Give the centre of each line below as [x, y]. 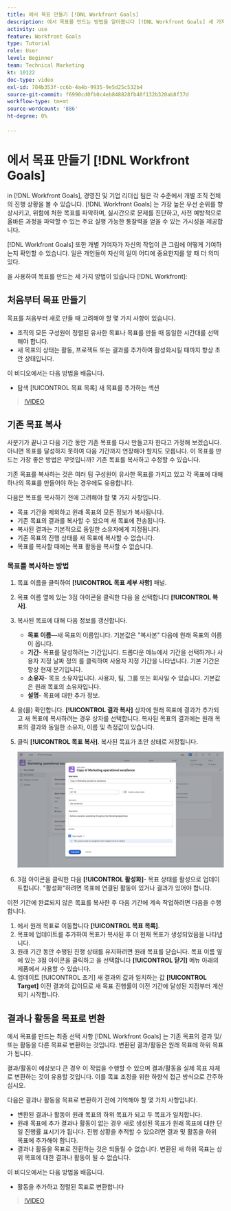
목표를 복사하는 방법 [38, 566]
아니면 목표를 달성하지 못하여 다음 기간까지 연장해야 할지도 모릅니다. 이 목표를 [111, 451]
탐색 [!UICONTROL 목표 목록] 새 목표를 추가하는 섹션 [88, 387]
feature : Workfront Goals [44, 36]
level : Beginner [30, 58]
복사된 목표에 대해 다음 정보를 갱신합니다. [72, 620]
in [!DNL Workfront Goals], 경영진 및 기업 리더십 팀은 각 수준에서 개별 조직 [108, 195]
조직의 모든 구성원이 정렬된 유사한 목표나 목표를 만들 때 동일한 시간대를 [111, 332]
